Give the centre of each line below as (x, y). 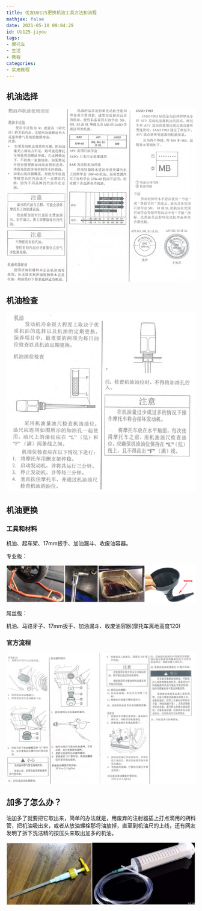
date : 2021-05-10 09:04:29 (40, 25)
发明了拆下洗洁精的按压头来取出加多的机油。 (62, 833)
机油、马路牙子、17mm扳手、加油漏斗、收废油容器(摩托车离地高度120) (93, 626)
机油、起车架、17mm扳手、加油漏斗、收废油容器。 (69, 543)
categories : (21, 63)
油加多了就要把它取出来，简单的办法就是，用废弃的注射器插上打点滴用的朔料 (101, 818)
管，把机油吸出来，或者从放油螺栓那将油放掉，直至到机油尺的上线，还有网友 (101, 825)
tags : (13, 38)
